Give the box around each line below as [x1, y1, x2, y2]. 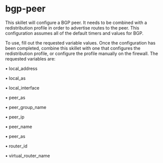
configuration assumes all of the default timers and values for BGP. [5, 30, 144, 36]
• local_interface [5, 84, 40, 90]
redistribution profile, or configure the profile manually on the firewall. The [5, 50, 158, 56]
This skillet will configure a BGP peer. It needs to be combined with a [5, 19, 147, 25]
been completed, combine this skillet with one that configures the [5, 45, 140, 51]
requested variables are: [5, 55, 56, 61]
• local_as [5, 75, 26, 81]
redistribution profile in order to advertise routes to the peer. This [5, 24, 139, 30]
